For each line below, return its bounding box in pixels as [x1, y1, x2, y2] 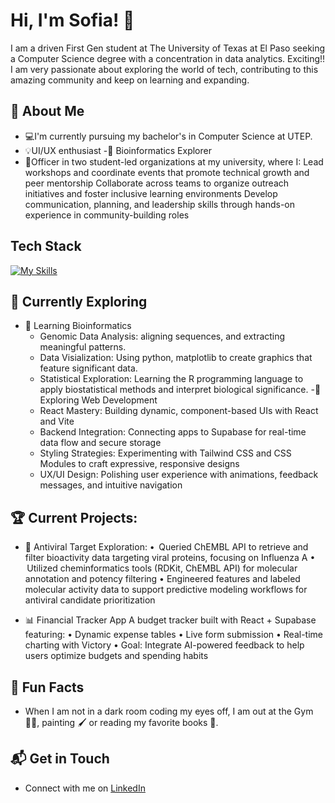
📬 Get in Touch [10, 750, 110, 768]
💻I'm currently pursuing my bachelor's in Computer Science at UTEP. [24, 130, 313, 142]
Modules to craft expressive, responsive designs [39, 458, 240, 470]
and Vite [39, 415, 75, 428]
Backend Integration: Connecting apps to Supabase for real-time [39, 426, 307, 438]
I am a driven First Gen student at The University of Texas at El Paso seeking [10, 42, 326, 54]
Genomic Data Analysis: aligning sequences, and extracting [39, 330, 286, 343]
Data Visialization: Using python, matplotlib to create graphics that [39, 352, 313, 364]
